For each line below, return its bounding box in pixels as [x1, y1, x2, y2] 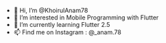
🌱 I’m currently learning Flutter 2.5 [13, 21, 110, 28]
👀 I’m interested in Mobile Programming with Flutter [13, 13, 159, 21]
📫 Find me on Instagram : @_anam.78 [13, 28, 121, 36]
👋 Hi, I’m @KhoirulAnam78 [13, 7, 88, 14]
